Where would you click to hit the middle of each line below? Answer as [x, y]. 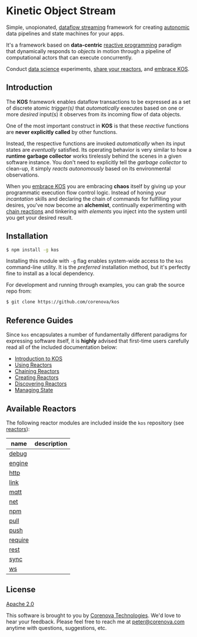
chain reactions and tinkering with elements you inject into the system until [96, 211]
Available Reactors [41, 409]
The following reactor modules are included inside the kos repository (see [95, 423]
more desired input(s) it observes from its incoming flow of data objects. [94, 114]
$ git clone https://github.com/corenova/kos [63, 302]
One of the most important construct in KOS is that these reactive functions [98, 126]
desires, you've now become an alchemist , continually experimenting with [96, 205]
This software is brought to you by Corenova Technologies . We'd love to [94, 615]
